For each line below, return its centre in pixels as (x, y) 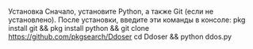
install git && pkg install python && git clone (79, 28)
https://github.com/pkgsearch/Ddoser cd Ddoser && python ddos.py (120, 36)
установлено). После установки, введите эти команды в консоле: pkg (127, 20)
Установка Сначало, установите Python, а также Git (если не (111, 11)
